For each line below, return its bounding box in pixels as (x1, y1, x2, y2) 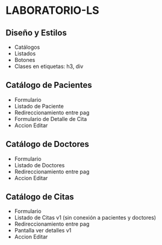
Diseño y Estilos (5, 28, 67, 38)
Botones (14, 57, 36, 63)
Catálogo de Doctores (5, 139, 90, 149)
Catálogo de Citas (5, 192, 75, 202)
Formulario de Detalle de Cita (14, 115, 87, 122)
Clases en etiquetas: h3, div (14, 63, 84, 70)
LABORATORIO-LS (5, 4, 100, 17)
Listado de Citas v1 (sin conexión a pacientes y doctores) (14, 214, 157, 222)
